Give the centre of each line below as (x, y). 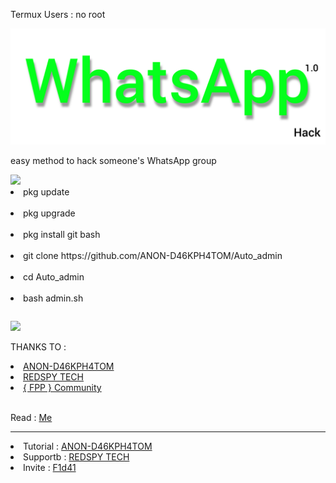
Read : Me (31, 418)
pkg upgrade (49, 213)
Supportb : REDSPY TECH (76, 457)
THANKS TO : (38, 347)
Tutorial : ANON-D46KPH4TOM (88, 446)
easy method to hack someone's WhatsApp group (113, 161)
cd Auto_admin (54, 277)
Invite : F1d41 (50, 468)
